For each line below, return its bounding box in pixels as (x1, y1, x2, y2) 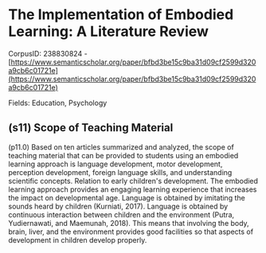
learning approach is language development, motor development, (8, 159, 223, 169)
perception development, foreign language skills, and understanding (8, 167, 233, 177)
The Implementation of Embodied (8, 6, 234, 24)
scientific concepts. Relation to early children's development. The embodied (8, 176, 259, 185)
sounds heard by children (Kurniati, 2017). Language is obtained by (8, 201, 229, 211)
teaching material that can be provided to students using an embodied (8, 150, 239, 160)
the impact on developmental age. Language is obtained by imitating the (8, 193, 245, 202)
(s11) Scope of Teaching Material (8, 121, 174, 134)
